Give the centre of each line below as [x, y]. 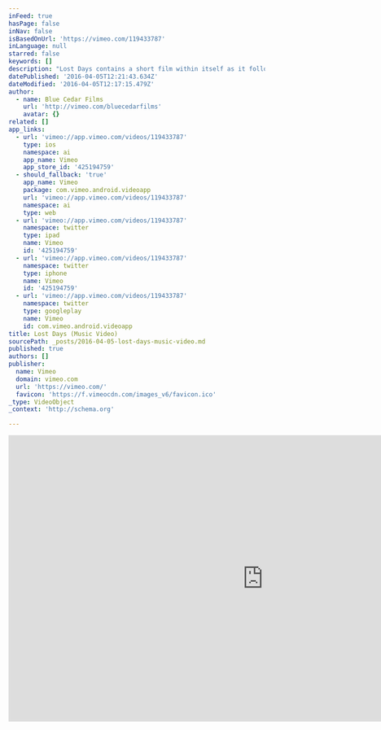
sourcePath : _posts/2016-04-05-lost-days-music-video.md [107, 341]
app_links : [27, 129]
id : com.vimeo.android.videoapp [78, 326]
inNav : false [31, 31]
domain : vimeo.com [47, 379]
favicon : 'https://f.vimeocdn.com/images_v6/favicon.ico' [116, 394]
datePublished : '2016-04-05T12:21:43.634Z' [83, 76]
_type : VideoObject [42, 402]
